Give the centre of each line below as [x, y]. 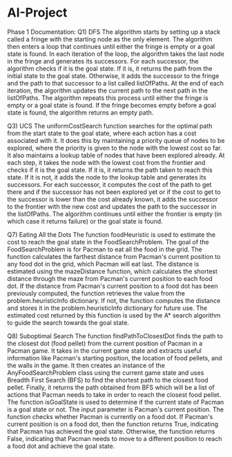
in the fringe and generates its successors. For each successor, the [103, 61]
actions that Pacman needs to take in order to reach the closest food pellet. [114, 394]
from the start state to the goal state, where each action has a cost [102, 133]
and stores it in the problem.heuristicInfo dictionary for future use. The [107, 308]
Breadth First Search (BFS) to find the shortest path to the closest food [108, 380]
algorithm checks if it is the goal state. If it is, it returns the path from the [110, 68]
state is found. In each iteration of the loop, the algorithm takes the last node [116, 54]
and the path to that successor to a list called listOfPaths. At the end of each [116, 83]
